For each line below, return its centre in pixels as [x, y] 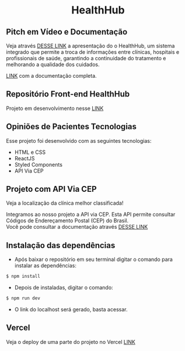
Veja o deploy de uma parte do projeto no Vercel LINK [71, 342]
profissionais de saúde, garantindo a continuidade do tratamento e [86, 58]
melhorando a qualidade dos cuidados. [53, 64]
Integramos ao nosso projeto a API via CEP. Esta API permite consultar [91, 215]
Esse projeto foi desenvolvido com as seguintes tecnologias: [79, 140]
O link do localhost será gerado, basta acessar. [71, 309]
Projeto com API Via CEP [52, 189]
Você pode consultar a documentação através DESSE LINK [77, 227]
